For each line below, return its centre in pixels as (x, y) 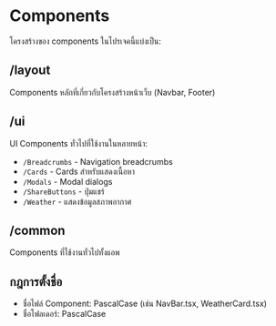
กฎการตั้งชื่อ (36, 282)
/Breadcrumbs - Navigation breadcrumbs (97, 161)
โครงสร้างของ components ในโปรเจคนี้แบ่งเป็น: (86, 41)
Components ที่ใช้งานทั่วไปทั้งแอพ (65, 252)
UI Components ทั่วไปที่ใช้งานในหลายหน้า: (78, 143)
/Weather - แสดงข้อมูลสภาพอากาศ (77, 201)
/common (37, 230)
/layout (30, 71)
